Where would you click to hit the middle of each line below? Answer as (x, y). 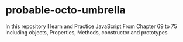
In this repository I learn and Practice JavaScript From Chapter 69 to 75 (91, 26)
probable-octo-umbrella (66, 10)
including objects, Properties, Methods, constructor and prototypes (87, 32)
